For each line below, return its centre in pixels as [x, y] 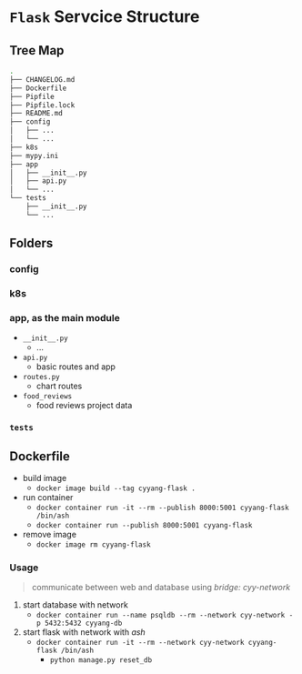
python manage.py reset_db [101, 660]
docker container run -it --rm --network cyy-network [140, 643]
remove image [50, 535]
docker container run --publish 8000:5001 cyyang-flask [144, 526]
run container [48, 498]
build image [45, 478]
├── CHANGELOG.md [42, 79]
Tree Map [37, 50]
